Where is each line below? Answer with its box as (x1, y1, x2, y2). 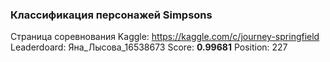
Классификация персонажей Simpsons (10, 8, 213, 22)
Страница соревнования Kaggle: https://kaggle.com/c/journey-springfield (10, 31, 320, 43)
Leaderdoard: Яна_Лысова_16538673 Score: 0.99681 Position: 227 (10, 41, 288, 53)
